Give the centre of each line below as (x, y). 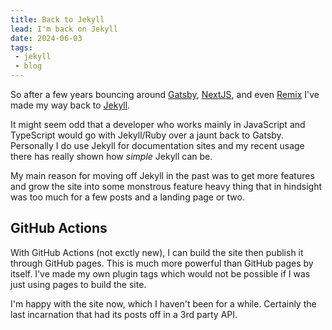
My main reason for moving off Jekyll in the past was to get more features (162, 175)
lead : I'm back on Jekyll (64, 29)
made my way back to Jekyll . (70, 105)
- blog (28, 66)
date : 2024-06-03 (46, 38)
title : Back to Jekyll (57, 19)
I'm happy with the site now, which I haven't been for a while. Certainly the (163, 303)
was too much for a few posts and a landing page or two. (127, 197)
